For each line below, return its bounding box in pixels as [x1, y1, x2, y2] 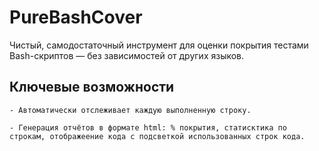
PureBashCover [9, 6, 143, 29]
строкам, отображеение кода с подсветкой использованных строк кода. [9, 131, 306, 141]
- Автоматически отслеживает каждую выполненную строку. [9, 105, 252, 115]
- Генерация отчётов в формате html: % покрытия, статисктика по [9, 122, 287, 133]
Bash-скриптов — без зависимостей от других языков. [9, 49, 245, 61]
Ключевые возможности [9, 79, 175, 96]
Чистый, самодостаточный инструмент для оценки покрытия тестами [9, 39, 309, 51]
